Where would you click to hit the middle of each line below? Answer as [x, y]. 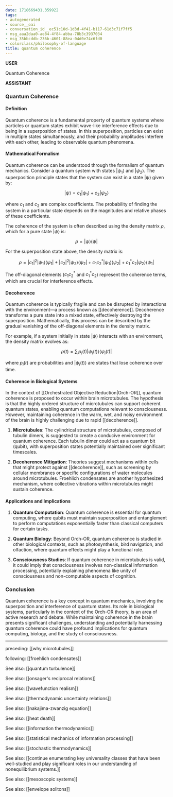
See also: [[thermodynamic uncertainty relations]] [58, 698]
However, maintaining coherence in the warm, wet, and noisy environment [84, 414]
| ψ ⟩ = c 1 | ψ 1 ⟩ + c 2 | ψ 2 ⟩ [86, 193]
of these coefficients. [28, 216]
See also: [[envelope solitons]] [38, 789]
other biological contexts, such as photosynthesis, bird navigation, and [88, 544]
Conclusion [20, 590]
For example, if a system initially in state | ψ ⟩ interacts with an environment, [84, 336]
